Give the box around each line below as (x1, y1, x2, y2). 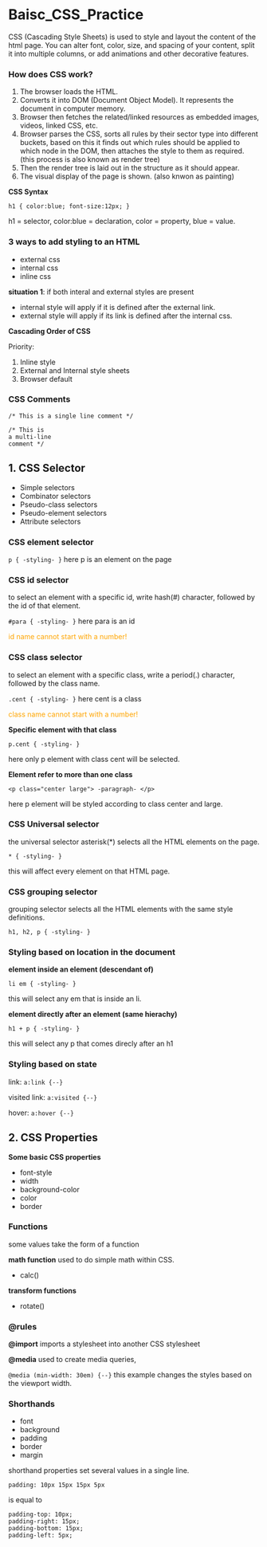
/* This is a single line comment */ (8, 412, 134, 420)
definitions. (8, 913, 45, 922)
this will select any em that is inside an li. (8, 994, 142, 1003)
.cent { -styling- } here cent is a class (8, 693, 142, 703)
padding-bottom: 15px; (8, 1525, 84, 1533)
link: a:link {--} (8, 1077, 64, 1086)
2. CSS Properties (8, 1131, 98, 1145)
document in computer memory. (19, 104, 126, 113)
